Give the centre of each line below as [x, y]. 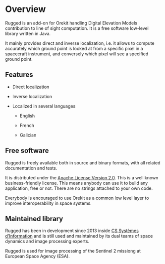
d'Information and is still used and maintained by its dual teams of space [79, 236]
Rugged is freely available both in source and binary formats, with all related [83, 162]
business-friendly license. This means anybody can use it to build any [77, 183]
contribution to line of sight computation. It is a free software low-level [77, 28]
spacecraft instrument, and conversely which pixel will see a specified [77, 54]
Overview [26, 9]
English [27, 116]
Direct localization [31, 87]
